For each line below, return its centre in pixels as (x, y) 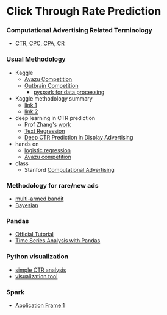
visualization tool (36, 276)
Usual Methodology (36, 59)
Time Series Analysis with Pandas (58, 241)
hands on (27, 144)
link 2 (31, 111)
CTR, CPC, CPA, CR (40, 43)
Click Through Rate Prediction (84, 11)
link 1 (30, 105)
